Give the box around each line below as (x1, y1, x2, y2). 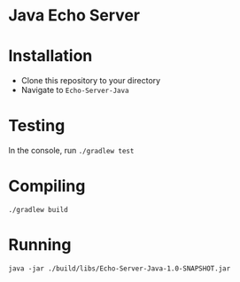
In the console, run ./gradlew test (8, 145, 135, 156)
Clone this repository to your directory (20, 75, 161, 86)
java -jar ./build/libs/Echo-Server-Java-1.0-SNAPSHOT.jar (8, 263, 231, 273)
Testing (8, 116, 66, 136)
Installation (8, 46, 93, 67)
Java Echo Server (8, 5, 141, 26)
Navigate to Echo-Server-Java (20, 85, 129, 96)
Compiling (8, 176, 86, 196)
